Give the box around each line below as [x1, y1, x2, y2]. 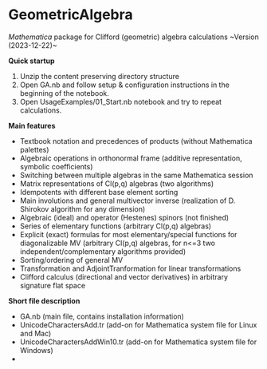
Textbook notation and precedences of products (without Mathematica [19, 136, 253, 145]
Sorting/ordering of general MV [19, 255, 124, 264]
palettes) [19, 145, 49, 154]
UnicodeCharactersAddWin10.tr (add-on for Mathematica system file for [19, 337, 257, 347]
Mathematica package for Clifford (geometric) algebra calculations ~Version [8, 32, 259, 42]
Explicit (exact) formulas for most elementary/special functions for [19, 229, 238, 239]
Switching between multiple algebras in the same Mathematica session [19, 170, 253, 180]
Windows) [19, 345, 53, 355]
